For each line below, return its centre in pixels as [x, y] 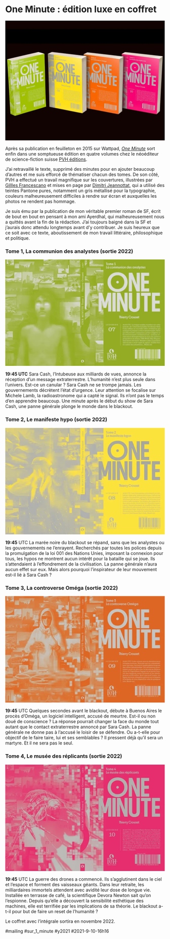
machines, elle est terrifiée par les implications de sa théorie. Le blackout [81, 906]
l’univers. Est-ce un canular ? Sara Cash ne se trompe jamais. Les [73, 385]
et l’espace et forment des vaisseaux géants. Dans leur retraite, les [75, 884]
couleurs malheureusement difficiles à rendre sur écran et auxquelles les [81, 196]
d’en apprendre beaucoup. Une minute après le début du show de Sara [79, 401]
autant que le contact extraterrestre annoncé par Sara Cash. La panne [78, 727]
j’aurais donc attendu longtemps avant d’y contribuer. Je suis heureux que [82, 227]
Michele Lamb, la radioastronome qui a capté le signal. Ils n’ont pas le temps [85, 396]
